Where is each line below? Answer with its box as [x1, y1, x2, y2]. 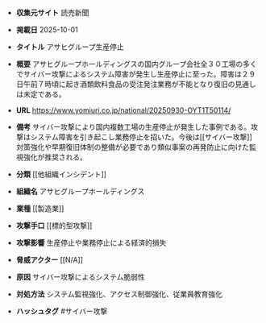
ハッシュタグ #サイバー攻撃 [15, 306, 108, 316]
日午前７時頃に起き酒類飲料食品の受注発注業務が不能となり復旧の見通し [15, 80, 256, 89]
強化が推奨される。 [23, 152, 87, 162]
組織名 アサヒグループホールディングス [15, 187, 145, 196]
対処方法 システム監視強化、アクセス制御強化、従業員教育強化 [15, 289, 223, 299]
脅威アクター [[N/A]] [15, 255, 83, 264]
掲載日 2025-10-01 [15, 25, 78, 35]
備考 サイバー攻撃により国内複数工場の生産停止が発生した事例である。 [15, 122, 251, 131]
